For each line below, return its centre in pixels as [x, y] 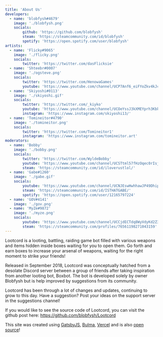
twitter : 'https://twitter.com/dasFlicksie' [68, 64]
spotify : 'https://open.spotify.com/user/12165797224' [79, 195]
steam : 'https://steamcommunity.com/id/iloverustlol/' [79, 168]
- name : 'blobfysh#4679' [34, 18]
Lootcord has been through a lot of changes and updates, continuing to [76, 290]
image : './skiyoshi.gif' [39, 95]
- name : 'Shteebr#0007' [33, 69]
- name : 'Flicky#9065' [32, 50]
